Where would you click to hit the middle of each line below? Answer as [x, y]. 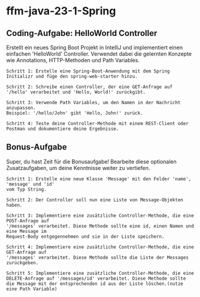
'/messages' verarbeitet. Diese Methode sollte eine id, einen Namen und [100, 226]
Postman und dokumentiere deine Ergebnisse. [63, 129]
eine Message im [26, 231]
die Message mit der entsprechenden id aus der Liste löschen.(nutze [95, 284]
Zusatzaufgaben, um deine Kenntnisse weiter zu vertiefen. [78, 168]
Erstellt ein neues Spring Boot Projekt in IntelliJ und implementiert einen [95, 47]
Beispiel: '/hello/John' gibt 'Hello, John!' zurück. [75, 113]
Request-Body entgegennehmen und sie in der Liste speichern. [85, 237]
